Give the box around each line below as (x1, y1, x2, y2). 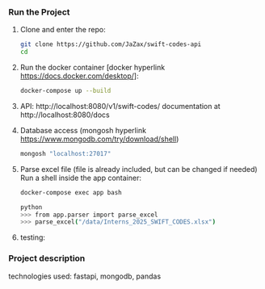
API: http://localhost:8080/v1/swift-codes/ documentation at (19, 101, 221, 111)
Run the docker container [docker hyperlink (19, 63, 166, 73)
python (19, 203, 43, 212)
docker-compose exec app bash (19, 188, 123, 196)
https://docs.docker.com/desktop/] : (19, 71, 139, 81)
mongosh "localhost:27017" (19, 149, 111, 157)
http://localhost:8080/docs (19, 110, 111, 119)
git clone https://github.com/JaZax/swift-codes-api (19, 40, 202, 48)
